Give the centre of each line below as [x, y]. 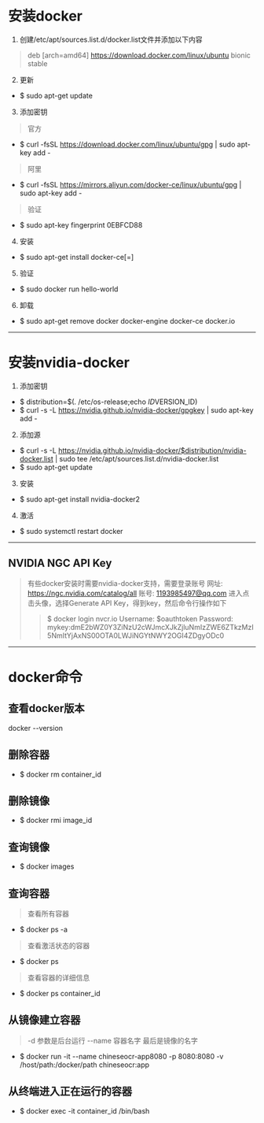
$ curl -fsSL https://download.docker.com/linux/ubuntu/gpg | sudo [127, 144]
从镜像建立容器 [44, 1020]
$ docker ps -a [44, 929]
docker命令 [45, 677]
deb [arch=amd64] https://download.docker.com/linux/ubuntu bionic [139, 55]
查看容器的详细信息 [59, 977]
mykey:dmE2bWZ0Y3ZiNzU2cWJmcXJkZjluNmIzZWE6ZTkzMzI [150, 627]
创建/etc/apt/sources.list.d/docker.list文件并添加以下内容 [111, 39]
